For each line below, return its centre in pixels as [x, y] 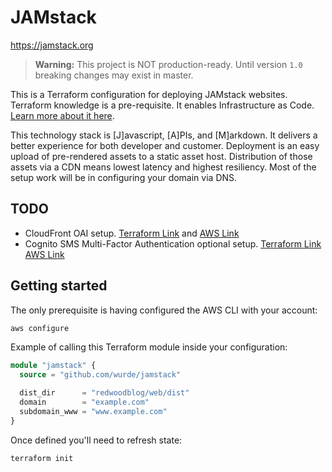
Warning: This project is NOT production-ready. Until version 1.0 [168, 64]
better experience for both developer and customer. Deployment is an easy [165, 145]
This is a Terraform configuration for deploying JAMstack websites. [149, 94]
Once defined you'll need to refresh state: [96, 440]
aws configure [40, 328]
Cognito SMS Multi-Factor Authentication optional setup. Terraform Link [173, 243]
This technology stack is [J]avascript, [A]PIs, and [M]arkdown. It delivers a [164, 135]
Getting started [59, 286]
